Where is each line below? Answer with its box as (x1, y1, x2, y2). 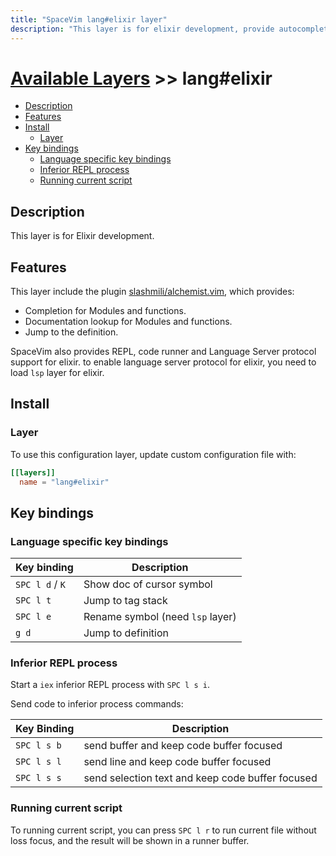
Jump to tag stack (83, 594, 168, 608)
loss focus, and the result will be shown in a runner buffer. (10, 834, 250, 846)
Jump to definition (83, 626, 169, 640)
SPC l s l (15, 756, 62, 768)
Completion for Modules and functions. (24, 305, 187, 317)
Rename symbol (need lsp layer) (83, 610, 237, 624)
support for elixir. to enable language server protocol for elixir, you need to (10, 356, 317, 368)
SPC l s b (15, 740, 62, 751)
